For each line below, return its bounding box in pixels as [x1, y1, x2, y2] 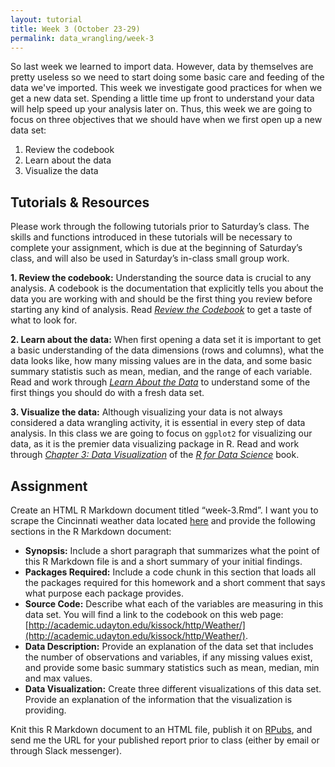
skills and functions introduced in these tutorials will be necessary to [10, 231, 293, 243]
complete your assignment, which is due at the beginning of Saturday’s [10, 242, 303, 254]
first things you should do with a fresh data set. [10, 387, 205, 399]
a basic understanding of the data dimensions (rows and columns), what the [10, 344, 325, 356]
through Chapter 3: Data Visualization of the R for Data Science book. [10, 449, 300, 461]
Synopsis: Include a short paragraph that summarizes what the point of [24, 545, 320, 556]
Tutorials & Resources [10, 194, 150, 211]
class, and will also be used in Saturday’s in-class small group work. [10, 252, 290, 265]
